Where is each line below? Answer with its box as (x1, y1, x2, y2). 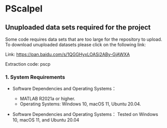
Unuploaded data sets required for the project (5, 23, 151, 32)
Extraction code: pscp (5, 61, 51, 67)
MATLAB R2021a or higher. (19, 96, 75, 102)
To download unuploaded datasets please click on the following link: (5, 42, 146, 48)
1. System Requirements (5, 73, 65, 80)
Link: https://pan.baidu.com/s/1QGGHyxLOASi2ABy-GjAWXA (5, 51, 130, 57)
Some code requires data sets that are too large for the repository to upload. (5, 36, 162, 42)
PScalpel (5, 3, 42, 15)
